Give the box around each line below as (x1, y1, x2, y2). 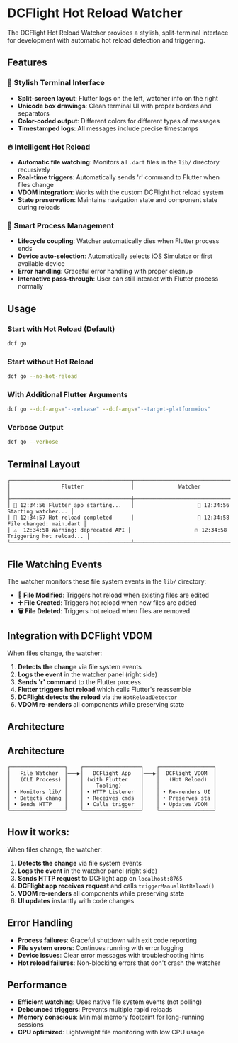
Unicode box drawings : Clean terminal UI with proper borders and (17, 101, 212, 110)
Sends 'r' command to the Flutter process (17, 677, 142, 686)
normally (17, 282, 44, 291)
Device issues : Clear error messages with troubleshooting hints (17, 951, 204, 959)
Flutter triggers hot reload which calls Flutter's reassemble (17, 685, 191, 693)
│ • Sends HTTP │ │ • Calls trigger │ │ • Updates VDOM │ (7, 801, 217, 808)
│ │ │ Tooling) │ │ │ (7, 782, 217, 789)
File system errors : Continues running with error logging (17, 943, 183, 952)
